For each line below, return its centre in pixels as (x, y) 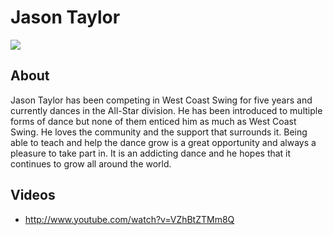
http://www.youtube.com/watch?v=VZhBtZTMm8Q (129, 219)
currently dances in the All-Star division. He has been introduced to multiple (166, 110)
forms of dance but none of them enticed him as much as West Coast (153, 121)
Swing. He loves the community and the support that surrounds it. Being (159, 132)
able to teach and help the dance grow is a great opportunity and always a (163, 142)
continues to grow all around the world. (91, 163)
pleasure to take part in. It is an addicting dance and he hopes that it (151, 153)
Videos (33, 195)
